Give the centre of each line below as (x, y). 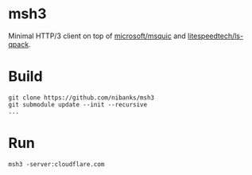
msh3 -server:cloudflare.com (56, 164)
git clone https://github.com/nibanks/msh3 (81, 97)
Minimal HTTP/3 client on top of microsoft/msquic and (97, 36)
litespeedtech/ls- (216, 36)
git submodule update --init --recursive (78, 104)
